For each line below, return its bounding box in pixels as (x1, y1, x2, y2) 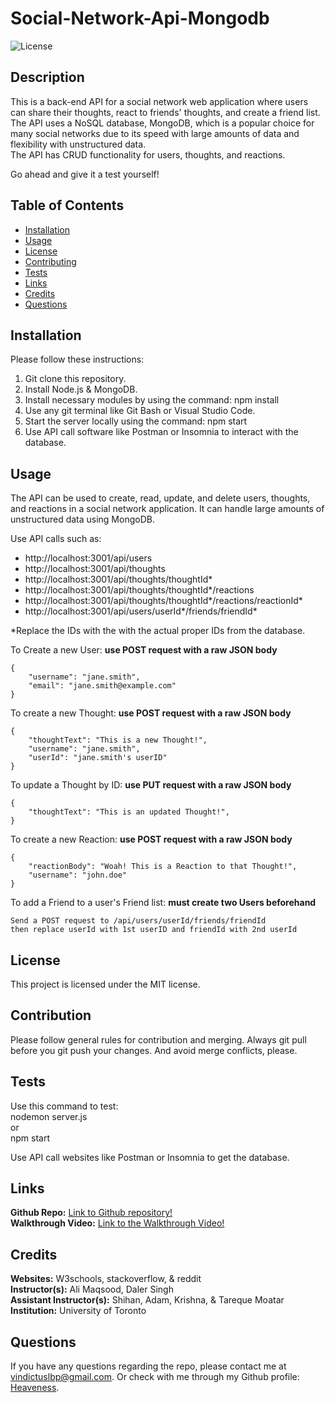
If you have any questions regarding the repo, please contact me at (10, 1360, 287, 1372)
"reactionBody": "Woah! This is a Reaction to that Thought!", (28, 862, 298, 872)
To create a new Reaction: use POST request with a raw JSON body (10, 833, 293, 846)
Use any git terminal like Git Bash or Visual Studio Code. (24, 405, 256, 417)
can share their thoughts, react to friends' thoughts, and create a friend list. (10, 106, 321, 118)
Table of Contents (10, 197, 125, 214)
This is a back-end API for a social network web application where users (10, 95, 309, 107)
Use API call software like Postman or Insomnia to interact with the (24, 426, 299, 438)
